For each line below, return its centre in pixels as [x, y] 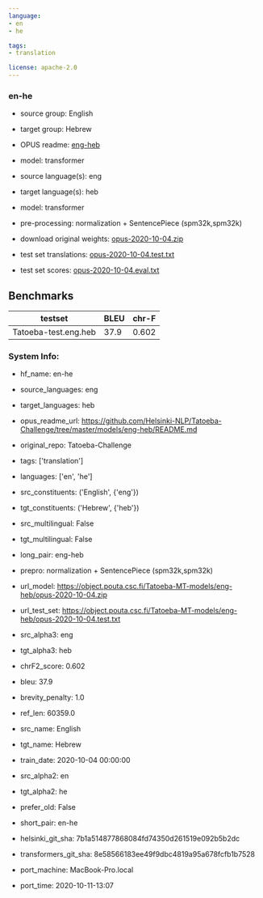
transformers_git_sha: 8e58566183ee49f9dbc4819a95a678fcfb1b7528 [138, 854]
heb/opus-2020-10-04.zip [63, 595]
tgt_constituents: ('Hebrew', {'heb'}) [79, 508]
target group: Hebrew [56, 129]
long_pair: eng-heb [52, 555]
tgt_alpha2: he [44, 792]
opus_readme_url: [50, 421]
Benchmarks [41, 296]
